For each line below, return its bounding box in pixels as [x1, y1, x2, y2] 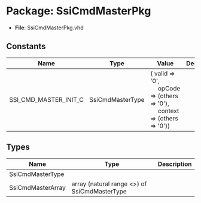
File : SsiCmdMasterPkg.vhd [14, 24, 84, 31]
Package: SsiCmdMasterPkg [6, 4, 151, 18]
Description [157, 160, 192, 168]
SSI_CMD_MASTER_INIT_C [9, 95, 84, 104]
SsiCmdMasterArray [9, 183, 66, 192]
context [157, 107, 179, 115]
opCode [157, 84, 181, 92]
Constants [6, 41, 46, 51]
